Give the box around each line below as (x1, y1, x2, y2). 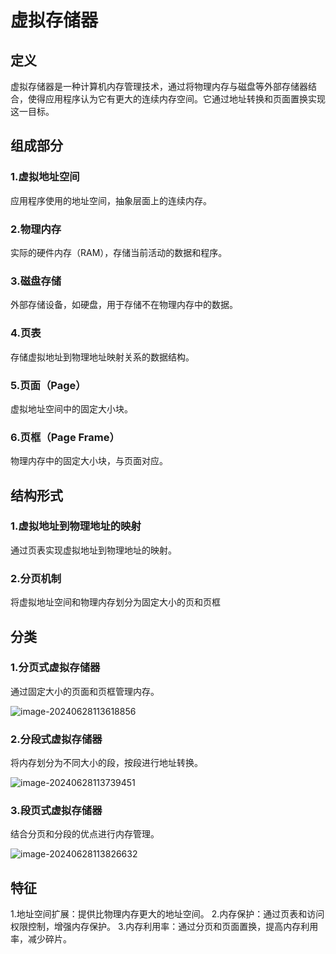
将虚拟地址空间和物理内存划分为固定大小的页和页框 (10, 596, 221, 608)
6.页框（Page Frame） (10, 430, 120, 444)
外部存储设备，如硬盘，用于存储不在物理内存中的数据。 (10, 299, 238, 311)
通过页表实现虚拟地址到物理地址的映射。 (10, 544, 177, 556)
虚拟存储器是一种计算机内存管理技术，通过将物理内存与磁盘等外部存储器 (10, 81, 308, 92)
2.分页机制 (10, 571, 62, 585)
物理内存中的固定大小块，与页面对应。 (10, 455, 168, 467)
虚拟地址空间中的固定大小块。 (10, 402, 133, 415)
